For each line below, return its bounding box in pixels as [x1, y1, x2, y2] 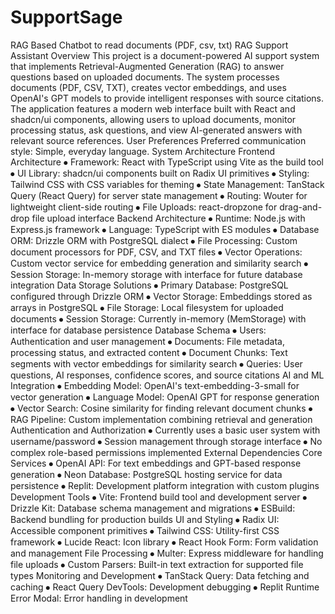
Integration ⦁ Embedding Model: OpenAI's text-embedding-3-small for [10, 379, 300, 391]
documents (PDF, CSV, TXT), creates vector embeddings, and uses [10, 81, 287, 93]
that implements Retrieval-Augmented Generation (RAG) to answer [10, 60, 285, 72]
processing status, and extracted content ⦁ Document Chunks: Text [10, 346, 288, 358]
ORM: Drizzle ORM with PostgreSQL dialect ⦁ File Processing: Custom [10, 234, 298, 246]
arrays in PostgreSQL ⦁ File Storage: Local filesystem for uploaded [10, 301, 284, 313]
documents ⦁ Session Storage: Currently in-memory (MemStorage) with [10, 312, 307, 325]
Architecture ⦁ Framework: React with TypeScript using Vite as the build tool [10, 156, 324, 168]
